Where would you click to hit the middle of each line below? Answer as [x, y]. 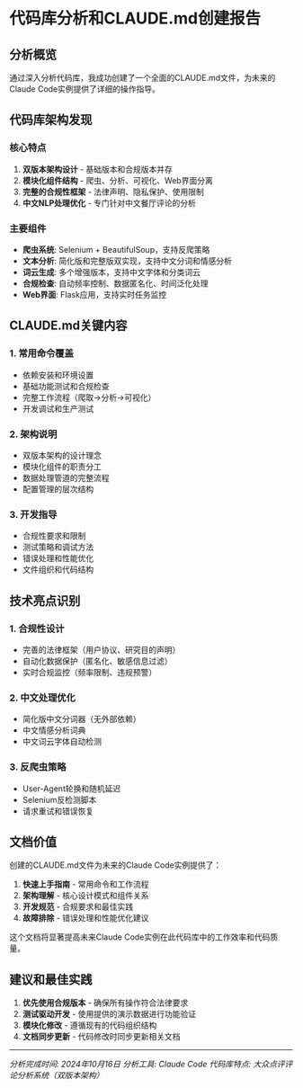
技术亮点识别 [45, 600]
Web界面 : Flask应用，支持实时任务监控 [94, 294]
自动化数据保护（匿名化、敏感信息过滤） [97, 661]
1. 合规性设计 [37, 629]
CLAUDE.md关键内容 [68, 326]
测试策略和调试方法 [58, 547]
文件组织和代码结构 [58, 570]
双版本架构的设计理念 [62, 455]
